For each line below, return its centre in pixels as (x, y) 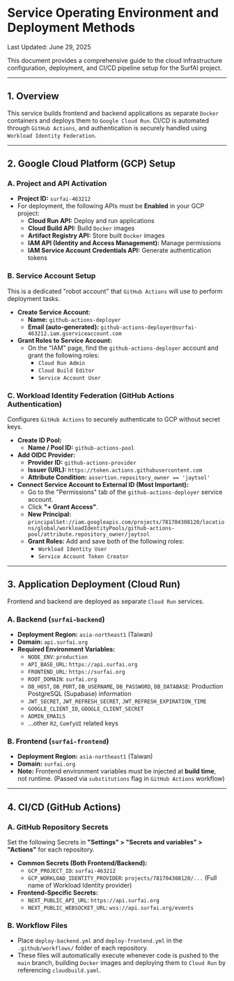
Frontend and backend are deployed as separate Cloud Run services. (106, 601)
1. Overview (33, 96)
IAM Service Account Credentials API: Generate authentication (119, 250)
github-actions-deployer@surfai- (149, 327)
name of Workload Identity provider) (80, 886)
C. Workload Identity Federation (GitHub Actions (91, 395)
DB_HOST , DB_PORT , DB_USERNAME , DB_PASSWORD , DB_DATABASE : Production (125, 686)
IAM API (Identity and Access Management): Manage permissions (124, 243)
